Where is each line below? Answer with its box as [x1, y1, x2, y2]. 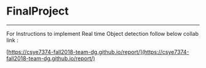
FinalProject [6, 4, 69, 18]
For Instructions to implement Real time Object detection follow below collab [6, 30, 199, 37]
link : [6, 36, 18, 44]
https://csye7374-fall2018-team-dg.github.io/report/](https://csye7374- [8, 48, 189, 55]
